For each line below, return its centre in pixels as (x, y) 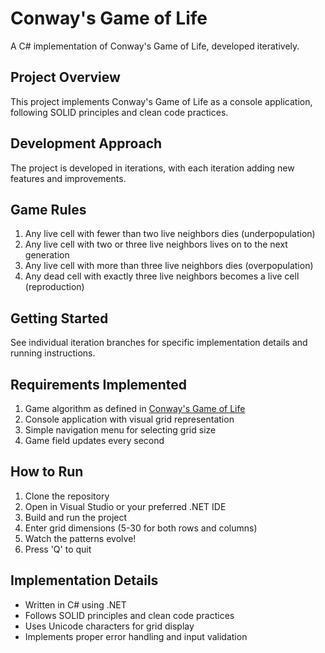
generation (47, 255)
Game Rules (48, 209)
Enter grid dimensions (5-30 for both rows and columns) (141, 528)
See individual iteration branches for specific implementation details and (159, 343)
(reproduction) (54, 287)
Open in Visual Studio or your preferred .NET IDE (125, 506)
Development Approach (86, 143)
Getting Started (59, 318)
